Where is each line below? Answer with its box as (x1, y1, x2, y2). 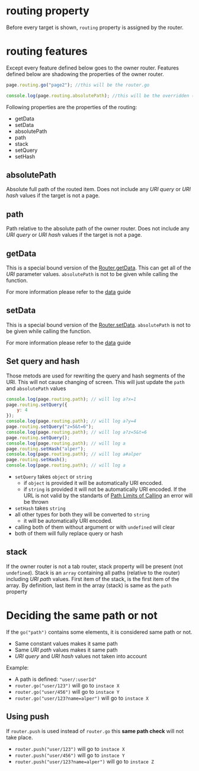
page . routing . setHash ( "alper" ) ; (6, 446, 86, 452)
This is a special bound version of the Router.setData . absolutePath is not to (6, 321, 191, 328)
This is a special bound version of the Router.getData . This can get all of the (6, 264, 191, 271)
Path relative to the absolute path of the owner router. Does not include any (6, 225, 190, 232)
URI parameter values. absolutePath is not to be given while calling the (6, 271, 178, 278)
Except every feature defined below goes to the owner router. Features (6, 64, 179, 71)
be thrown (23, 499, 49, 506)
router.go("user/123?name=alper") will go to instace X (14, 694, 149, 702)
